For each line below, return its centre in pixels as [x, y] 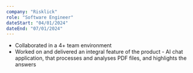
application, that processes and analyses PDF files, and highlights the [101, 58]
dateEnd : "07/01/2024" [34, 28]
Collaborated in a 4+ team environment [63, 45]
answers [25, 65]
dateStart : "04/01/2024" [37, 23]
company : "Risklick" [32, 12]
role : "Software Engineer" [40, 17]
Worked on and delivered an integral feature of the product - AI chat [99, 52]
